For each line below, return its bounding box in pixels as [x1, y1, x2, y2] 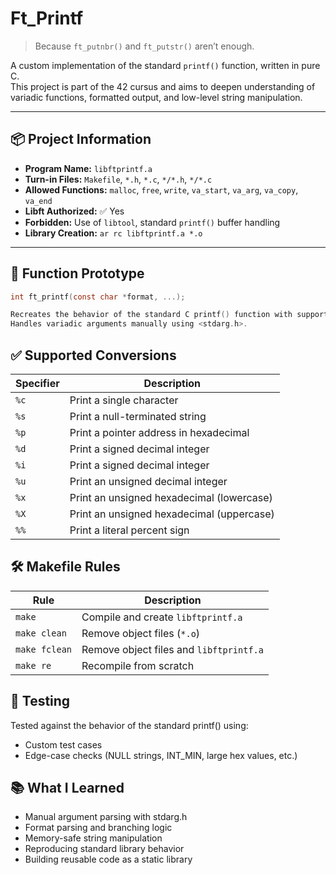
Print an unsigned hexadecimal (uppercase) [69, 507, 275, 521]
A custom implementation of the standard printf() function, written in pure [10, 59, 321, 71]
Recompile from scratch [81, 658, 195, 672]
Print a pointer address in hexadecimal [69, 426, 250, 439]
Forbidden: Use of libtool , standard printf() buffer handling [24, 216, 281, 228]
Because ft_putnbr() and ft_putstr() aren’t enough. [34, 40, 255, 52]
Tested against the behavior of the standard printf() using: [10, 719, 249, 731]
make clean [15, 627, 67, 639]
